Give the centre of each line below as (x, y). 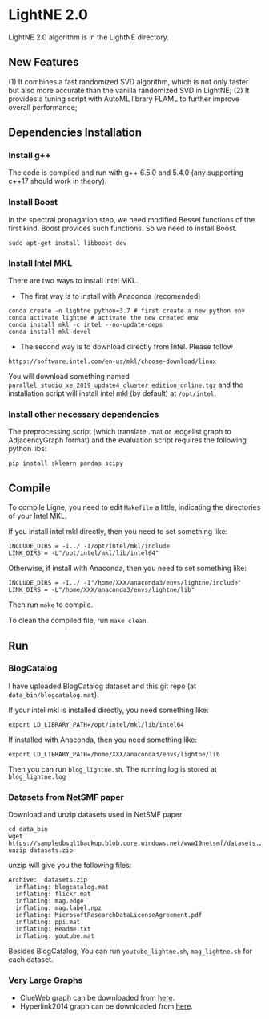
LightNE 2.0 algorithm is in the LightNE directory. (89, 37)
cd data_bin (28, 829)
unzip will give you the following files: (70, 866)
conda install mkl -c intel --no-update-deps (85, 325)
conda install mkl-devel (50, 332)
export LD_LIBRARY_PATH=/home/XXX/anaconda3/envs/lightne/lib (114, 754)
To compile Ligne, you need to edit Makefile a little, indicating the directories (134, 507)
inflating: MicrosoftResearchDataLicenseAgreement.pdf (109, 915)
